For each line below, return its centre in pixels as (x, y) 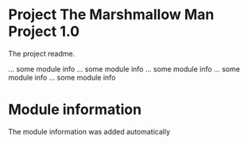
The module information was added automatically (89, 131)
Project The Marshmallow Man (111, 15)
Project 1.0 (44, 31)
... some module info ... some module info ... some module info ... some (124, 68)
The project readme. (42, 53)
